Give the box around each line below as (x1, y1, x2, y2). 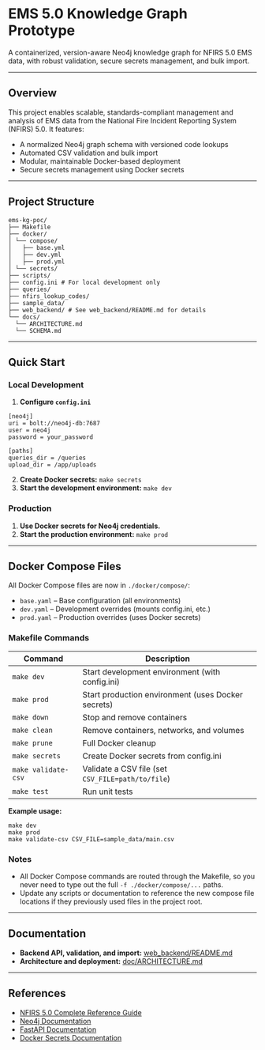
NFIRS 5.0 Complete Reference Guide (19, 1007, 142, 1017)
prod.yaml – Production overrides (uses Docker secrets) (19, 613, 201, 622)
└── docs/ (8, 313, 41, 321)
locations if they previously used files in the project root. (19, 897, 203, 906)
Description (145, 653, 191, 664)
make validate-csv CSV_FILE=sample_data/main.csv (8, 835, 175, 843)
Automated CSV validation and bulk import (19, 148, 159, 157)
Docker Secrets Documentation (19, 1033, 122, 1042)
